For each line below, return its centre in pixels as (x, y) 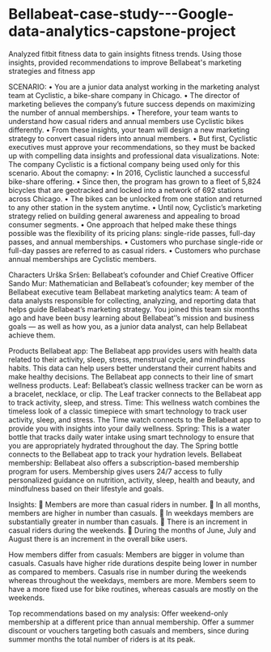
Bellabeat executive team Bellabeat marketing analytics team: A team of (128, 292)
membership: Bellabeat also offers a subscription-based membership (124, 462)
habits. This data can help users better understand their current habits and (133, 368)
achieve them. (32, 335)
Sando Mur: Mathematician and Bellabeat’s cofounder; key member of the (131, 283)
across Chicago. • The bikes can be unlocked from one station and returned (135, 199)
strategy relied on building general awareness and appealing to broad (124, 216)
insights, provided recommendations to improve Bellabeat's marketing (125, 62)
